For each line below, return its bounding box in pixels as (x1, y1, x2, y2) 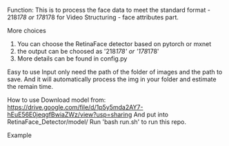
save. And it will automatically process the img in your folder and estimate (7, 75, 217, 83)
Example (7, 131, 32, 139)
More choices (7, 27, 46, 34)
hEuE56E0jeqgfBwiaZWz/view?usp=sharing (7, 110, 132, 118)
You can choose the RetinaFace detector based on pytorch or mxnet (17, 40, 212, 48)
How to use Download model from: (7, 96, 106, 104)
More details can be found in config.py (17, 54, 128, 63)
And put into (133, 110, 169, 118)
